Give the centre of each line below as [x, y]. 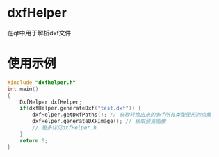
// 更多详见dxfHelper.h [65, 128]
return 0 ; [34, 140]
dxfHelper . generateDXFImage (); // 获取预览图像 [99, 122]
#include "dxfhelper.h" [42, 82]
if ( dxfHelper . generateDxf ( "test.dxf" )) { [80, 108]
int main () [23, 89]
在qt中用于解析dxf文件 [39, 33]
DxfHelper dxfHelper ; [51, 102]
